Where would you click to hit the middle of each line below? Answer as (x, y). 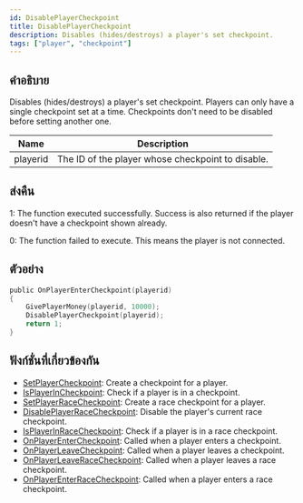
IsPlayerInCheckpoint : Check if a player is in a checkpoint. (131, 392)
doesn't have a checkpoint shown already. (88, 223)
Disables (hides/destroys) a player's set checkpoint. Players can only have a (152, 102)
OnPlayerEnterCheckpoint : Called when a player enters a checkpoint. (151, 440)
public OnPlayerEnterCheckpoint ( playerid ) (91, 290)
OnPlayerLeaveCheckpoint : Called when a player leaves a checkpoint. (153, 450)
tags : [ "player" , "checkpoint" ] (70, 43)
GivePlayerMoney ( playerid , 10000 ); (93, 307)
